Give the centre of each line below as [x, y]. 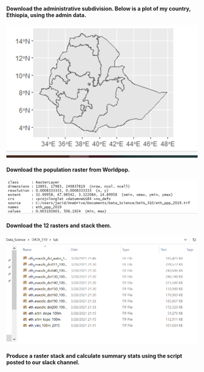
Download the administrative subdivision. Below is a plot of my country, [99, 9]
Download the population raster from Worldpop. [68, 170]
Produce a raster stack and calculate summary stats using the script [94, 356]
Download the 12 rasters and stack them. [59, 226]
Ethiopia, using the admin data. [46, 15]
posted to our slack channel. [43, 362]
